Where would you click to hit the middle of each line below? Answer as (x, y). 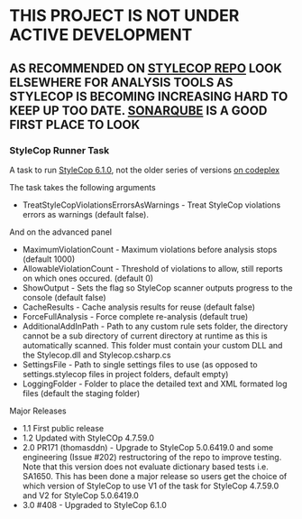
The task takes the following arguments (82, 187)
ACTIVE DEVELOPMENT (101, 35)
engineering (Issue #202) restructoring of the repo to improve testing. (152, 457)
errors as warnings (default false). (85, 214)
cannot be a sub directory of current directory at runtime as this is (145, 336)
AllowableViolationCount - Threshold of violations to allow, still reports (152, 268)
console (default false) (64, 297)
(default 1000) (48, 259)
